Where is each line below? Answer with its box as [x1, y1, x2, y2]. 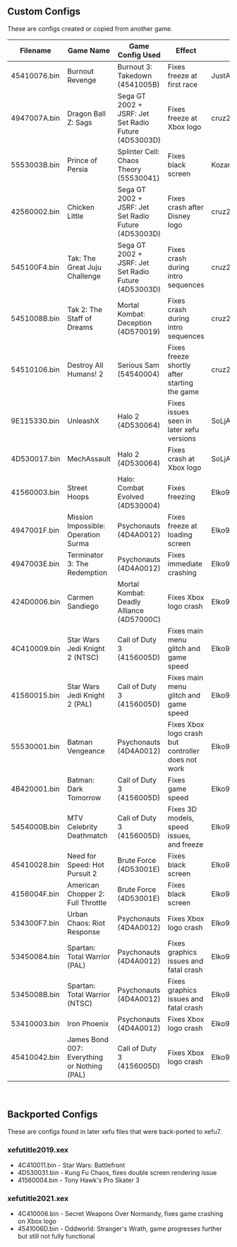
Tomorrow [66, 792, 102, 802]
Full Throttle [66, 897, 107, 907]
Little [66, 211, 84, 221]
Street [66, 483, 87, 493]
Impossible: [66, 520, 106, 530]
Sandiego [66, 601, 99, 611]
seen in [167, 416, 193, 426]
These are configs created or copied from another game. [7, 24, 173, 32]
